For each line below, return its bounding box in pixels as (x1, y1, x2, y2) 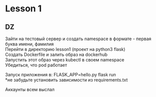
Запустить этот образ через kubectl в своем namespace (5, 57, 125, 62)
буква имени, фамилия (5, 41, 54, 47)
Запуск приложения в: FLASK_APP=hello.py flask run (5, 72, 116, 77)
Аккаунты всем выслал (5, 87, 55, 92)
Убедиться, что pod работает (5, 62, 67, 68)
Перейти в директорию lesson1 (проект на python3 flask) (5, 47, 126, 52)
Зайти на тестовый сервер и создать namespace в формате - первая (5, 36, 152, 42)
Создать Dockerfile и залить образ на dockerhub (5, 51, 108, 57)
